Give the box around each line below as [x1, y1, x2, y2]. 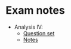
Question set [23, 29, 55, 36]
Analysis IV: [14, 23, 43, 30]
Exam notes [5, 4, 65, 17]
